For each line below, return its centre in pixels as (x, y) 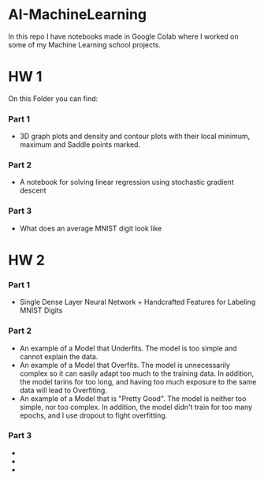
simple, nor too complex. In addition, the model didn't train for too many (136, 407)
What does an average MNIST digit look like (91, 228)
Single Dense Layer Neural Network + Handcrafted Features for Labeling (138, 302)
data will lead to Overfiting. (63, 390)
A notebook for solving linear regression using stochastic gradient (126, 182)
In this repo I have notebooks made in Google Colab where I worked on (123, 36)
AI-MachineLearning (78, 15)
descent (33, 190)
